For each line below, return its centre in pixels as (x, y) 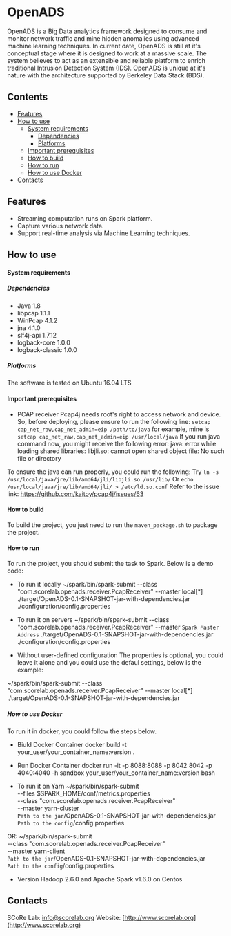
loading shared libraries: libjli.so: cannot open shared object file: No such (121, 451)
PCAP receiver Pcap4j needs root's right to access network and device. (119, 414)
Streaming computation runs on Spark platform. (85, 218)
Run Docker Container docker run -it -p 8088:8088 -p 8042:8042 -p (114, 766)
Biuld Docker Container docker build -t (72, 745)
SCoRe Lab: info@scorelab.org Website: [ (66, 917)
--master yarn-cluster (48, 808)
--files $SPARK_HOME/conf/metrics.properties (83, 793)
